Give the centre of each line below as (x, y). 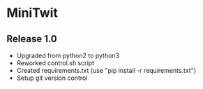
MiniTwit (32, 13)
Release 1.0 (32, 39)
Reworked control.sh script (55, 63)
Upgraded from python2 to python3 (68, 55)
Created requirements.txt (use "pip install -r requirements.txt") (106, 70)
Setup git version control (52, 78)
